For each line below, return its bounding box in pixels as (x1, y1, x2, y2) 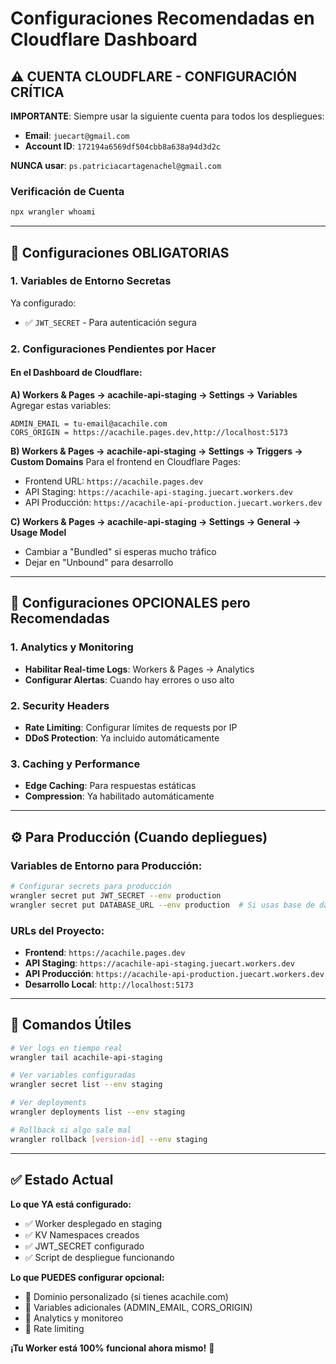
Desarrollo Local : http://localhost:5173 (24, 978, 194, 990)
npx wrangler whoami (10, 207, 97, 217)
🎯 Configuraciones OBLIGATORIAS (10, 244, 230, 261)
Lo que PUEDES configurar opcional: (10, 1271, 165, 1283)
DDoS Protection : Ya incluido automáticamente (24, 732, 220, 744)
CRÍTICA (10, 83, 65, 101)
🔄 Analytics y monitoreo (24, 1312, 124, 1324)
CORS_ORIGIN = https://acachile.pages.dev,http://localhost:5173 (10, 427, 288, 437)
